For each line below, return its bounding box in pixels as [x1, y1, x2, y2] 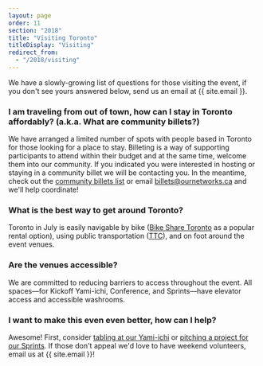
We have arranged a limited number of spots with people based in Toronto [8, 134, 253, 144]
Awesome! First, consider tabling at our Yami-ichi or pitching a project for [8, 333, 249, 342]
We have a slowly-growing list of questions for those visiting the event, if [8, 77, 247, 88]
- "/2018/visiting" [15, 56, 80, 64]
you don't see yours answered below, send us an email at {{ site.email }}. [8, 86, 248, 95]
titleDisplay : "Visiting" [8, 41, 94, 49]
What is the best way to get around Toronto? [8, 204, 183, 216]
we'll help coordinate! [8, 185, 79, 195]
